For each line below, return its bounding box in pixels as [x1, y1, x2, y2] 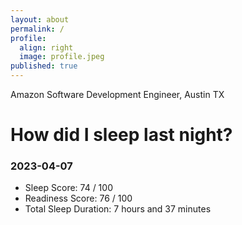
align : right [19, 42, 74, 53]
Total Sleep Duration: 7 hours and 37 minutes [24, 203, 212, 215]
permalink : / [10, 24, 65, 34]
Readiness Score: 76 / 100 [24, 192, 133, 205]
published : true [10, 61, 78, 71]
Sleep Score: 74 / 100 [24, 182, 113, 194]
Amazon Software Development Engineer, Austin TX [10, 89, 225, 100]
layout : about [10, 14, 70, 25]
